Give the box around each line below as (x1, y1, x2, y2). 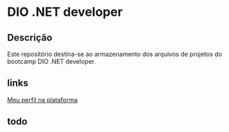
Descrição (7, 32, 53, 44)
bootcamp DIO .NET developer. (7, 57, 96, 66)
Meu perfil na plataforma (7, 95, 78, 104)
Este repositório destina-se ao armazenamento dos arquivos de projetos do (7, 50, 223, 58)
